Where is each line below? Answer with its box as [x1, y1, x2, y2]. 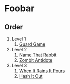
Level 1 [11, 36, 26, 42]
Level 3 [11, 63, 27, 68]
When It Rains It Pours [19, 68, 65, 74]
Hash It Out [19, 73, 43, 79]
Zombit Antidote [19, 57, 53, 63]
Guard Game [19, 41, 46, 47]
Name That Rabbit [19, 52, 57, 58]
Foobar [4, 3, 35, 14]
